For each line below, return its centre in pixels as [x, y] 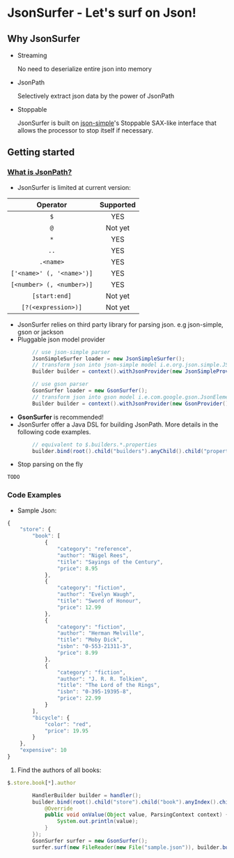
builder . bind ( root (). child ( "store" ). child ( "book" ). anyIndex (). [126, 802]
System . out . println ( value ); [97, 822]
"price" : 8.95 [77, 568]
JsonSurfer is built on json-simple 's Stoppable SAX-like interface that [117, 123]
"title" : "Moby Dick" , [90, 640]
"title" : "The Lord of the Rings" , [108, 686]
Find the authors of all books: [59, 770]
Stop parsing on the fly [50, 464]
